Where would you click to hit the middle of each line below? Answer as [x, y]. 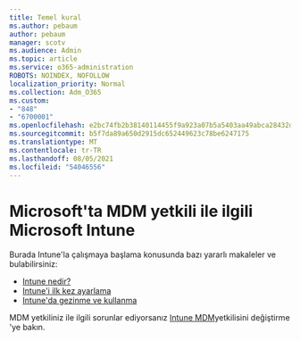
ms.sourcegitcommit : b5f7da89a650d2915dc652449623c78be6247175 [129, 134]
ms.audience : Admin [46, 51]
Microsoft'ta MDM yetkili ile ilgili [131, 211]
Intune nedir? [46, 281]
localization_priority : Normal [67, 84]
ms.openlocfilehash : [48, 126]
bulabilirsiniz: [33, 264]
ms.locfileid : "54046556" [57, 167]
